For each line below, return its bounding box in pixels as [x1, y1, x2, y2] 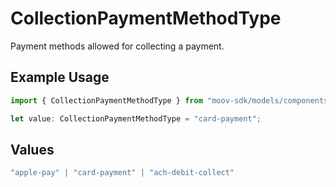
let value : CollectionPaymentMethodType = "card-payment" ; [10, 113, 262, 124]
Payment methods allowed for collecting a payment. [10, 40, 225, 52]
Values [10, 141, 55, 158]
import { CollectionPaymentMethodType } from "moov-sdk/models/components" [10, 95, 333, 106]
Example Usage [10, 69, 110, 86]
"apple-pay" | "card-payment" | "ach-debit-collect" [10, 168, 235, 178]
